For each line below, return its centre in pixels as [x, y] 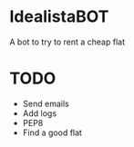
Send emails [46, 103]
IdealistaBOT [59, 17]
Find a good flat [52, 132]
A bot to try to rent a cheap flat [67, 42]
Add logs [40, 113]
